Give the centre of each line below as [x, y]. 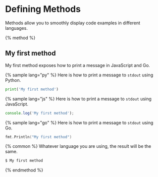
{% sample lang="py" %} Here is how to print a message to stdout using [79, 75]
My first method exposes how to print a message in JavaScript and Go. [78, 65]
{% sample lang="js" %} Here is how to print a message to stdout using [79, 99]
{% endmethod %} [24, 170]
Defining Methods [43, 9]
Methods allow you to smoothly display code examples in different [73, 23]
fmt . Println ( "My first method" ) [38, 137]
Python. [13, 80]
